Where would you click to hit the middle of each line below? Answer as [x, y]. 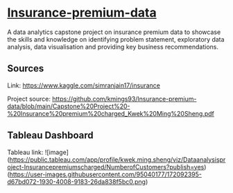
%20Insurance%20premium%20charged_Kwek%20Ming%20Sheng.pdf [111, 113]
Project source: [29, 99]
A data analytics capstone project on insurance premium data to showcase [114, 32]
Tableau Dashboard [50, 136]
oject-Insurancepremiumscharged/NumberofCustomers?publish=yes [106, 167]
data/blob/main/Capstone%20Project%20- [69, 106]
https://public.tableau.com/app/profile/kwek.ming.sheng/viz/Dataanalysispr [118, 159]
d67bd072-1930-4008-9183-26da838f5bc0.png [77, 181]
